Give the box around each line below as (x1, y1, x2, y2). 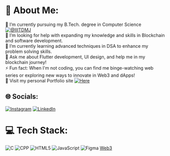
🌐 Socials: (5, 92, 39, 101)
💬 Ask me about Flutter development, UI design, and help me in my (5, 53, 146, 60)
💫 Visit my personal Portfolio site (5, 77, 74, 83)
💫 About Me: (5, 5, 59, 16)
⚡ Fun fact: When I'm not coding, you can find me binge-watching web (5, 65, 154, 71)
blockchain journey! (5, 59, 47, 65)
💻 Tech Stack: (5, 124, 68, 136)
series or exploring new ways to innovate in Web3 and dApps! (5, 72, 135, 78)
